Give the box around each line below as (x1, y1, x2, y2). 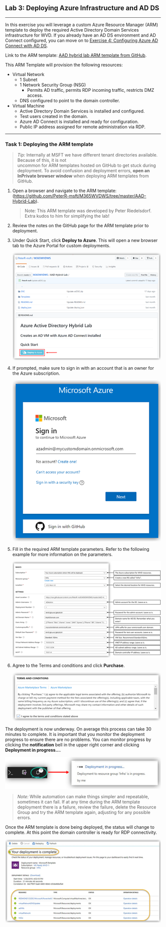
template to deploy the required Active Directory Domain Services (5, 27, 139, 33)
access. (27, 92, 43, 98)
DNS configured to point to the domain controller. (19, 97, 120, 103)
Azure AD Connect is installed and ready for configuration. (19, 118, 139, 124)
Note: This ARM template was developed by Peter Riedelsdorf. (24, 208, 152, 214)
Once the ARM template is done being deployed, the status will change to (5, 824, 155, 830)
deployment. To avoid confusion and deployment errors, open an (17, 168, 150, 174)
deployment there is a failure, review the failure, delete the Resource (17, 804, 157, 810)
